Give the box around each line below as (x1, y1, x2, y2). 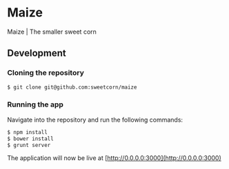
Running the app (7, 100, 64, 109)
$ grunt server (7, 142, 51, 148)
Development (7, 47, 67, 59)
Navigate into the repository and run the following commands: (7, 115, 183, 124)
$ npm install (7, 128, 48, 135)
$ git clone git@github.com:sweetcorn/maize (7, 84, 137, 91)
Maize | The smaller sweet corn (7, 27, 97, 36)
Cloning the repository (7, 68, 84, 78)
